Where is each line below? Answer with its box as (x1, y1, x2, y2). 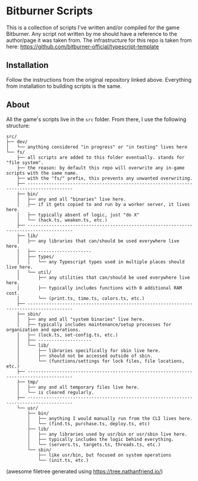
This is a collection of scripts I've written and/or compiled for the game (6, 24, 180, 31)
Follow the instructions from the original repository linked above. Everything (6, 76, 192, 83)
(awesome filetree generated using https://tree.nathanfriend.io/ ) (6, 467, 164, 475)
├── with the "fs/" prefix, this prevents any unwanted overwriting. (17, 175, 193, 181)
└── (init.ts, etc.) (37, 457, 89, 463)
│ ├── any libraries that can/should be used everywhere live (17, 238, 180, 244)
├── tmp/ (17, 379, 39, 385)
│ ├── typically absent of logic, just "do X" (17, 212, 140, 218)
